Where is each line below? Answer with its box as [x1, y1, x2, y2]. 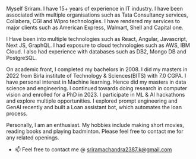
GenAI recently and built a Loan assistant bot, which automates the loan [6, 104, 182, 110]
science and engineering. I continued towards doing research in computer [6, 85, 188, 91]
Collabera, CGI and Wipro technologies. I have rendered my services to [6, 18, 180, 24]
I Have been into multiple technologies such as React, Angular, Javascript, [6, 36, 188, 42]
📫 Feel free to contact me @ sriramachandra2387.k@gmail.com [14, 146, 172, 153]
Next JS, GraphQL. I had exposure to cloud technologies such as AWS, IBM [6, 42, 190, 49]
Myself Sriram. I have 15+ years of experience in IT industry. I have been [6, 5, 183, 12]
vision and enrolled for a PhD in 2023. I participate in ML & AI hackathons [6, 91, 185, 98]
